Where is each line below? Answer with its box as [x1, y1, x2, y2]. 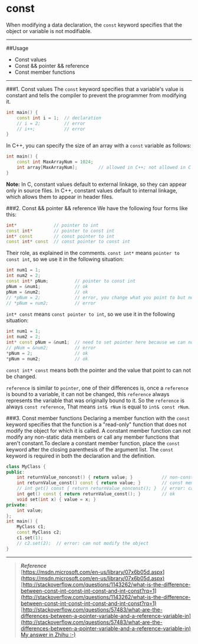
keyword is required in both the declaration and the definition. [6, 452, 156, 459]
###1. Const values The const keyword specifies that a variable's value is [6, 85, 184, 93]
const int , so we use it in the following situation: [6, 256, 124, 263]
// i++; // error [16, 126, 85, 132]
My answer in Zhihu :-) [20, 631, 76, 638]
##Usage [6, 44, 29, 51]
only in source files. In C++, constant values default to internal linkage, [6, 187, 178, 194]
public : [6, 469, 25, 475]
